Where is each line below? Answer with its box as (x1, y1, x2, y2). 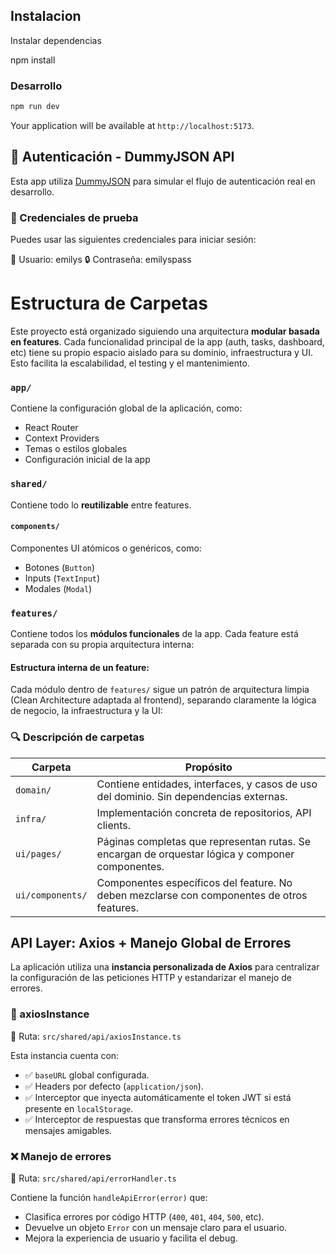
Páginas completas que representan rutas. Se (96, 834, 311, 848)
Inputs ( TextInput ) (24, 572, 101, 584)
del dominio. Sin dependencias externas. (96, 789, 288, 803)
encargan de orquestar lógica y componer (96, 847, 295, 861)
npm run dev (10, 102, 60, 112)
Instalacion (10, 8, 82, 25)
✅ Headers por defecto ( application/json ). (24, 1080, 204, 1092)
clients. (96, 818, 132, 832)
